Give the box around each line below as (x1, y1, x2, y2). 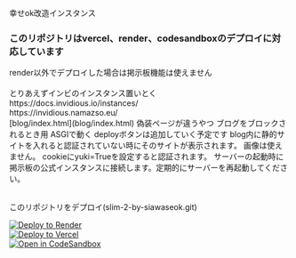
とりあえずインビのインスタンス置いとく (9, 88, 157, 99)
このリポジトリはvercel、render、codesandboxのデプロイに (9, 32, 273, 44)
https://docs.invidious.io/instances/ (9, 98, 139, 109)
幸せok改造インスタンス (9, 8, 96, 18)
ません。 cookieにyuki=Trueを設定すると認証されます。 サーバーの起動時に (9, 151, 284, 162)
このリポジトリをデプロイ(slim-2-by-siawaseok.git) (9, 202, 197, 213)
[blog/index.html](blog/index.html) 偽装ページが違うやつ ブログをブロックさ (9, 118, 287, 129)
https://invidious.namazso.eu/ (9, 108, 118, 118)
